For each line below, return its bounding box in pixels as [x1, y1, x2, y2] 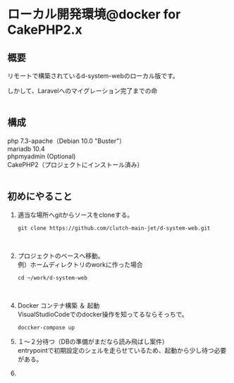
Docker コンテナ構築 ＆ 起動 [17, 301, 100, 310]
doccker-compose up [17, 324, 75, 331]
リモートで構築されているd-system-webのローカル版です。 [7, 72, 180, 80]
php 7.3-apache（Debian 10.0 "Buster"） [7, 137, 125, 145]
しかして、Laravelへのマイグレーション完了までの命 [7, 87, 158, 95]
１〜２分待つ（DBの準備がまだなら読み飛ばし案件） [17, 337, 169, 346]
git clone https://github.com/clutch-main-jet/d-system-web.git [17, 225, 211, 232]
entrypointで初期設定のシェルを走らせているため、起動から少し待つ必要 [17, 346, 227, 354]
